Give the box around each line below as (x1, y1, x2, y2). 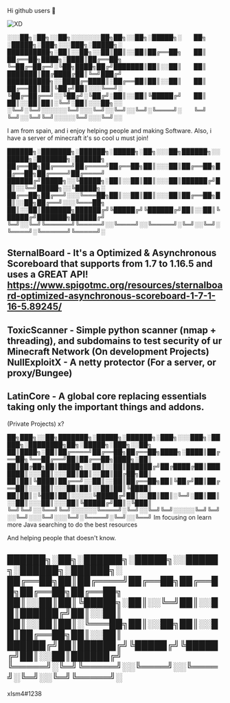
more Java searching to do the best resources (7, 520, 138, 529)
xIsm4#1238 (7, 690, 43, 698)
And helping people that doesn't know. (7, 533, 117, 542)
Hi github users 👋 (7, 7, 56, 14)
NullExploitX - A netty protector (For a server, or (7, 356, 216, 368)
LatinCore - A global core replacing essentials (7, 391, 207, 402)
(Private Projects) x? (7, 419, 65, 428)
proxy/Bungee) (7, 367, 73, 379)
